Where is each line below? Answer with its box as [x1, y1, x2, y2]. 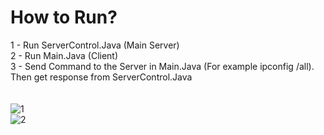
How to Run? [10, 6, 118, 29]
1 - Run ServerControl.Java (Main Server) [10, 39, 180, 51]
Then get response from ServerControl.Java [10, 71, 193, 83]
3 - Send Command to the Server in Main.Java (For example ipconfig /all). [10, 60, 315, 72]
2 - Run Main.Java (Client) [10, 49, 119, 61]
